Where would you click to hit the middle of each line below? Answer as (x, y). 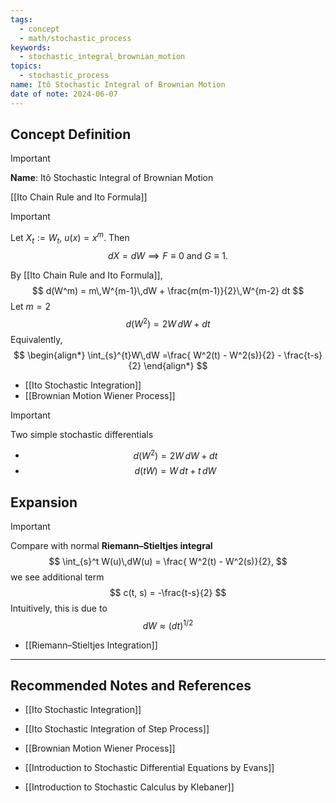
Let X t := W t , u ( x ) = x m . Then (70, 238)
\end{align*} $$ (175, 365)
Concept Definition (71, 134)
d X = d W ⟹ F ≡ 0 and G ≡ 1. (168, 255)
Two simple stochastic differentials (82, 434)
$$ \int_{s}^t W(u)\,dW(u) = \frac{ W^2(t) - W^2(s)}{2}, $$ (168, 562)
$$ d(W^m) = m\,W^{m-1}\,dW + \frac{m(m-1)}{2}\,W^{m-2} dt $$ (168, 290)
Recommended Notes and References (131, 686)
